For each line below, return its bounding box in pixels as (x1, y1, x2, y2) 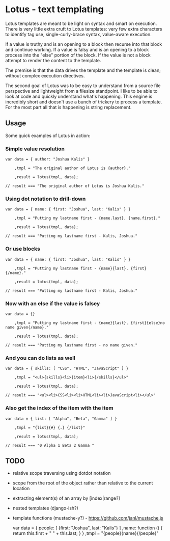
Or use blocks (5, 246, 41, 253)
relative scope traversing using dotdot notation (12, 470, 111, 476)
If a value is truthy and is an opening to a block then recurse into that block (5, 41, 162, 47)
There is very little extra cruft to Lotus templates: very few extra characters (5, 25, 163, 32)
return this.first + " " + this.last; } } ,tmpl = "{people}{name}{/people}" (12, 530, 159, 536)
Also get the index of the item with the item (5, 404, 114, 412)
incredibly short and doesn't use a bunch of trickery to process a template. (5, 98, 162, 105)
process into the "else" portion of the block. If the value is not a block (5, 52, 151, 58)
